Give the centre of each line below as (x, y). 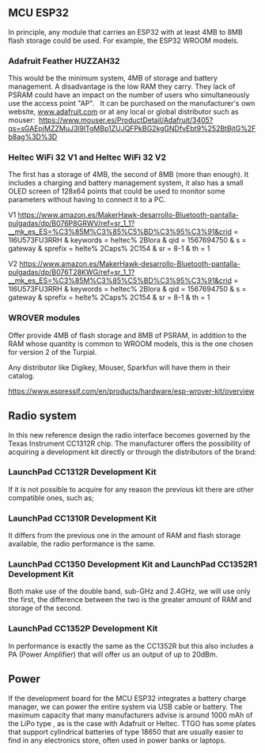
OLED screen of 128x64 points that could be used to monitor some (117, 191)
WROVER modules (44, 318)
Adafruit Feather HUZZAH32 (64, 61)
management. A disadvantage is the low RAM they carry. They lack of (122, 87)
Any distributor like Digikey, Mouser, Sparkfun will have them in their (119, 367)
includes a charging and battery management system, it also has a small (126, 183)
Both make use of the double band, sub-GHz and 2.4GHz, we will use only (129, 591)
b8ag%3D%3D (33, 137)
